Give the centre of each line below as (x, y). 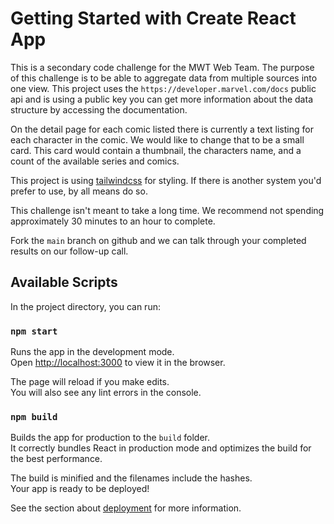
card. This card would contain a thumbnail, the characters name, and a (156, 150)
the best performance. (56, 459)
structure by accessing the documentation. (99, 109)
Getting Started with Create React (153, 18)
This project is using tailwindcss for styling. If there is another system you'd (166, 180)
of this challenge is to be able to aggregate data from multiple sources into (164, 78)
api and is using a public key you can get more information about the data (161, 99)
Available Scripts (64, 282)
